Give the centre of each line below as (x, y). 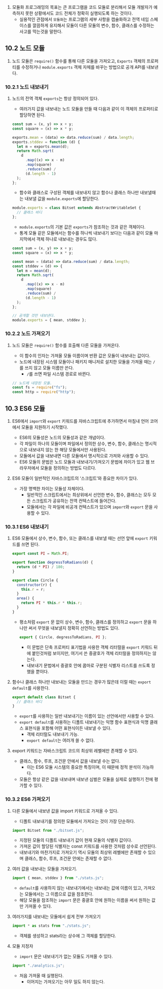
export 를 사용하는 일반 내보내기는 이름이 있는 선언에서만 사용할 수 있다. (87, 716)
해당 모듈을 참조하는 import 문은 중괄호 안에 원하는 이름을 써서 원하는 (85, 900)
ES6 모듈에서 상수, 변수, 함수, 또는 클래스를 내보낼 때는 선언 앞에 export (80, 538)
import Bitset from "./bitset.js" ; (48, 830)
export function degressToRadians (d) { (53, 562)
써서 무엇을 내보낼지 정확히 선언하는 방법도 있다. (74, 628)
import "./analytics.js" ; (38, 966)
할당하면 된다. (32, 115)
